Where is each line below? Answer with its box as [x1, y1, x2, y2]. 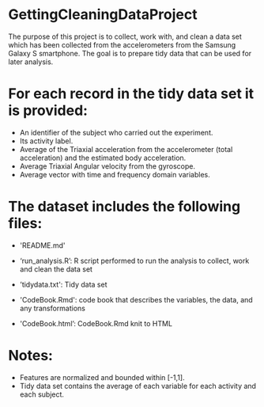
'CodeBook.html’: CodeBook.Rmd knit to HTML [19, 318, 172, 328]
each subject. [19, 390, 65, 399]
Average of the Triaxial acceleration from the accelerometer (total [19, 144, 233, 154]
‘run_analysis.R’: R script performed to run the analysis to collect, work [19, 256, 250, 265]
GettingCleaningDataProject [8, 6, 198, 24]
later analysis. [8, 57, 54, 67]
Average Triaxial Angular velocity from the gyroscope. [19, 161, 196, 171]
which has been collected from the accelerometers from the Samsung [8, 40, 236, 49]
